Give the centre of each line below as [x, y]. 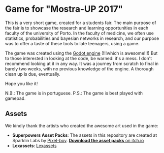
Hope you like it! [21, 83]
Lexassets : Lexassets [34, 146]
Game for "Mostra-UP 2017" [64, 9]
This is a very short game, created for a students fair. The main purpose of [81, 23]
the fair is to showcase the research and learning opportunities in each [77, 28]
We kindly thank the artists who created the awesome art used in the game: [82, 125]
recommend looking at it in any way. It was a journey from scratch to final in [82, 63]
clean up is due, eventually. [33, 74]
